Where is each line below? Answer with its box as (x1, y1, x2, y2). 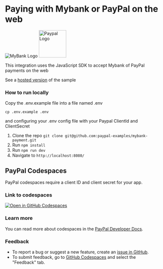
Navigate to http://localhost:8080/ (12, 152, 85, 159)
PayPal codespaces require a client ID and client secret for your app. (5, 179, 143, 185)
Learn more (5, 215, 33, 222)
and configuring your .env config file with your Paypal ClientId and (5, 118, 138, 124)
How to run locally (5, 89, 49, 96)
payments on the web (5, 67, 49, 73)
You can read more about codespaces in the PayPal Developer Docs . (5, 226, 144, 232)
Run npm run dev (12, 147, 46, 153)
